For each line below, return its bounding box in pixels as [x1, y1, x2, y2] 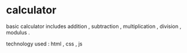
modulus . [6, 29, 30, 36]
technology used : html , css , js [6, 40, 83, 47]
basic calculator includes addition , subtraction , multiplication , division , [6, 23, 182, 30]
